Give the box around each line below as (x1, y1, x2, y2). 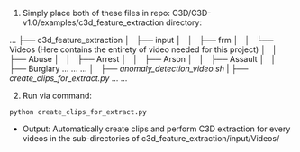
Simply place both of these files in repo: (22, 8, 171, 18)
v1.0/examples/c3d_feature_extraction (22, 17, 165, 28)
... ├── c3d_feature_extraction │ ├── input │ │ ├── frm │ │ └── (9, 35, 274, 45)
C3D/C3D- (172, 8, 212, 18)
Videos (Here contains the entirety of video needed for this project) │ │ (9, 44, 277, 55)
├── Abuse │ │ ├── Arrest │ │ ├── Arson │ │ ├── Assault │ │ (9, 54, 277, 64)
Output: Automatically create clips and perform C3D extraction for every (22, 123, 291, 134)
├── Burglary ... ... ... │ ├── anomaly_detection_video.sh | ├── (9, 63, 249, 74)
